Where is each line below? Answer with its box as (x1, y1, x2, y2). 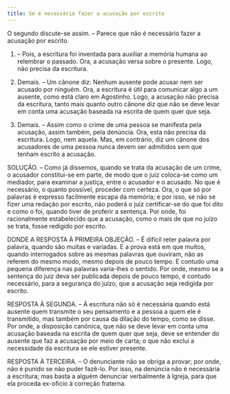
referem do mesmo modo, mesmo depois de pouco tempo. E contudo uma (7, 257, 219, 266)
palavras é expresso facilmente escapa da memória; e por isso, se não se (7, 193, 216, 201)
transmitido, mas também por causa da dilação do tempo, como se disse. (7, 315, 216, 323)
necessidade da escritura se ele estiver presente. (7, 344, 147, 352)
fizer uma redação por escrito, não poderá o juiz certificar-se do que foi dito (7, 199, 224, 208)
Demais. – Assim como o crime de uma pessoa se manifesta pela (17, 120, 202, 128)
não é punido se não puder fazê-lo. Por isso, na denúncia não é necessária (7, 364, 220, 373)
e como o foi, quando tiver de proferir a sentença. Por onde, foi (7, 207, 187, 215)
